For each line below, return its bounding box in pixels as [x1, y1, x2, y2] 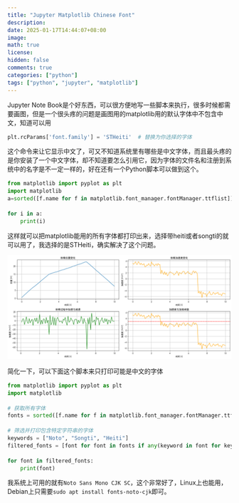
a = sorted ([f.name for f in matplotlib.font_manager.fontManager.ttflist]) [7, 195, 234, 202]
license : [7, 49, 33, 56]
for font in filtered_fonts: [7, 457, 94, 465]
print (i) [20, 217, 46, 224]
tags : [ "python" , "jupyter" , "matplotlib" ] [7, 79, 139, 86]
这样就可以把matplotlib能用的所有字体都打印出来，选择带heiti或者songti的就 [7, 232, 229, 240]
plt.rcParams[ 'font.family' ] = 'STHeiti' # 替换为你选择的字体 [7, 133, 192, 140]
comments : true [7, 64, 53, 71]
